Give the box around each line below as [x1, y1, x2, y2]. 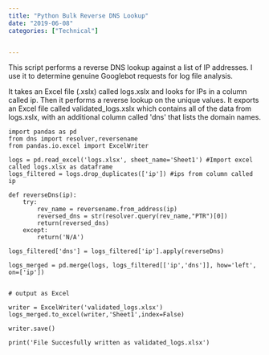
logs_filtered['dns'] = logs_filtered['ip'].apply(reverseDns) [8, 247, 225, 255]
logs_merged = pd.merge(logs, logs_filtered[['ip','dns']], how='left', [8, 262, 257, 270]
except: [22, 226, 48, 235]
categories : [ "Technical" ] [8, 27, 99, 35]
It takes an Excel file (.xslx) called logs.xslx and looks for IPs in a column [8, 87, 247, 96]
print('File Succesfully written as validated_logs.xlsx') [8, 339, 210, 347]
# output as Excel [8, 290, 70, 298]
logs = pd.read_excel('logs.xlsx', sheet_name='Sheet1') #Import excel [8, 156, 253, 165]
